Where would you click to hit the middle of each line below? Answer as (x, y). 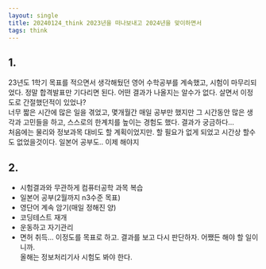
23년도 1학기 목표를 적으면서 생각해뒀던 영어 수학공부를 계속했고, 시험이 (119, 83)
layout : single (33, 15)
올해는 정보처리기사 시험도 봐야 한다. (76, 257)
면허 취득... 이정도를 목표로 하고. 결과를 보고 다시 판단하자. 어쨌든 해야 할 (131, 237)
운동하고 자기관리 (46, 227)
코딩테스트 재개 (43, 217)
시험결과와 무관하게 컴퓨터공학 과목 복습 (81, 188)
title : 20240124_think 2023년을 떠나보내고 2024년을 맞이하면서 (105, 23)
